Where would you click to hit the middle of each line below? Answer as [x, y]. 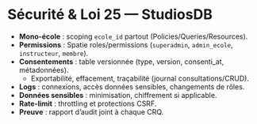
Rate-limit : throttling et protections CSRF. [88, 103]
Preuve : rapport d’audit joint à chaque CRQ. [91, 111]
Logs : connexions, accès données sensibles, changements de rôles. [132, 86]
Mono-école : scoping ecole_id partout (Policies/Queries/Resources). [133, 36]
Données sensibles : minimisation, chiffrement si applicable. [118, 95]
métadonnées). [44, 70]
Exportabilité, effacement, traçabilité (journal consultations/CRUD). [140, 78]
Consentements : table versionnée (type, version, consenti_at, [121, 62]
